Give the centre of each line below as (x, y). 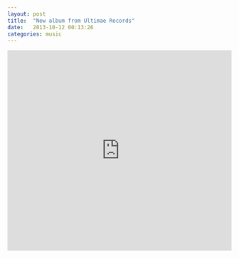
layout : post (27, 14)
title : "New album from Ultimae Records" (71, 21)
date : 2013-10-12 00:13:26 (51, 27)
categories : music (34, 34)
